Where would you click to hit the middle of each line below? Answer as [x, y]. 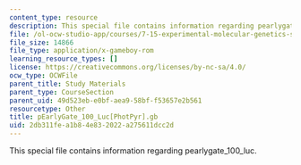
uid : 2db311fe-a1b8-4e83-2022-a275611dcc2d [92, 126]
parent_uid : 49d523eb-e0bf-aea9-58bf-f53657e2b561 [106, 100]
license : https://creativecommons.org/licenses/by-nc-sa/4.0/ [128, 68]
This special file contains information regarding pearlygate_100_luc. [133, 151]
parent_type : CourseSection [62, 92]
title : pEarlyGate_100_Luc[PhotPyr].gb [84, 117]
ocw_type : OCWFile [43, 76]
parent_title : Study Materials [68, 84]
